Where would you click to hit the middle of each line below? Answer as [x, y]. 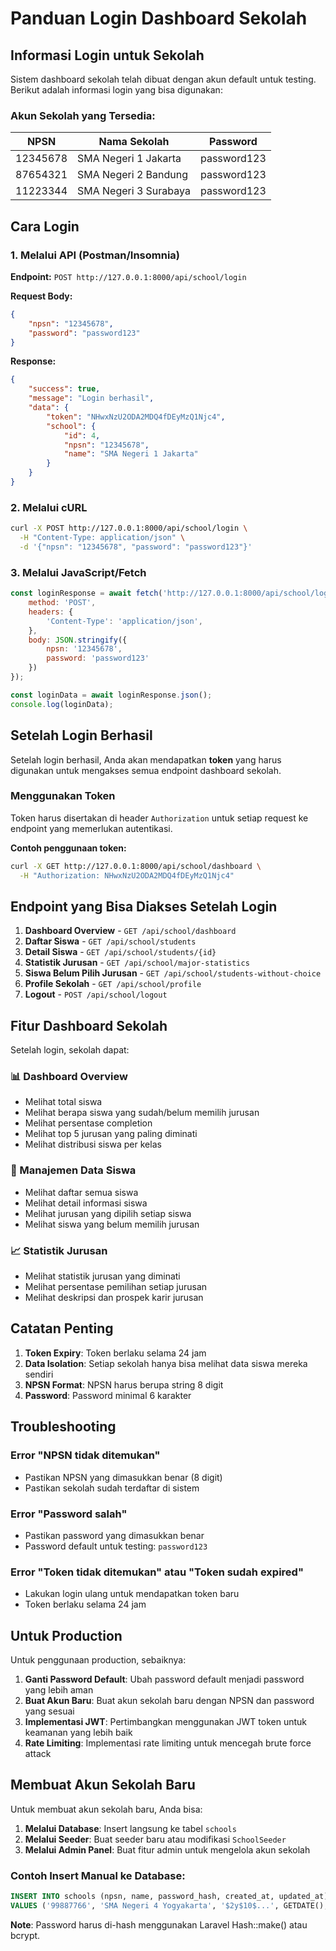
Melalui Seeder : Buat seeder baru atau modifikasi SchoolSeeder [155, 1839]
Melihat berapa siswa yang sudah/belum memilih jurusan [142, 1113]
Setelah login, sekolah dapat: [70, 1050]
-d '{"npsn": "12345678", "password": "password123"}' [136, 547]
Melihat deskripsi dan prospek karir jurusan [114, 1298]
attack [38, 1753]
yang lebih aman [59, 1689]
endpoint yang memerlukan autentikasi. [91, 828]
